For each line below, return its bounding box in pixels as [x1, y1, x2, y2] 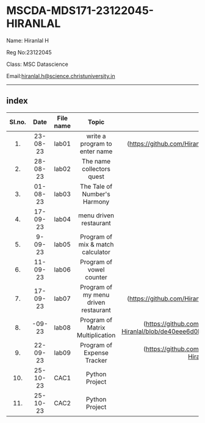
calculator [82, 248, 111, 256]
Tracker [85, 356, 107, 364]
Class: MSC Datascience [6, 60, 68, 68]
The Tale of [80, 182, 113, 190]
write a [86, 132, 106, 140]
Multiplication [76, 331, 116, 339]
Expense [83, 349, 109, 357]
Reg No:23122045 [6, 48, 52, 56]
